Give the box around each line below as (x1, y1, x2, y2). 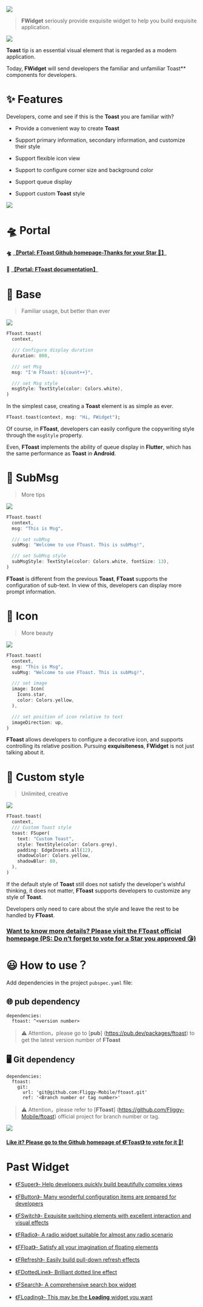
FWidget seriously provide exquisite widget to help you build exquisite (21, 17, 197, 24)
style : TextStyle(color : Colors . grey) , (17, 841, 118, 847)
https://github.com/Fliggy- (118, 1106, 185, 1114)
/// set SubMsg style (12, 553, 67, 559)
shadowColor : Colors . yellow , (17, 852, 91, 859)
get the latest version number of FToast (21, 1036, 121, 1043)
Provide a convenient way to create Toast (15, 124, 119, 132)
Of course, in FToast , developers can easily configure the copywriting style (6, 425, 195, 432)
